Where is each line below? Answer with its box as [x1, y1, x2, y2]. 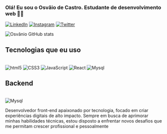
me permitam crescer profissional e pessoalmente [5, 123, 109, 129]
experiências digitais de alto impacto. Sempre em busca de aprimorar [5, 113, 148, 119]
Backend [5, 79, 33, 88]
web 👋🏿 [5, 10, 24, 17]
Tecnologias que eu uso [5, 45, 81, 54]
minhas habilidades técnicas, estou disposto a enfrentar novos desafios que [5, 118, 162, 124]
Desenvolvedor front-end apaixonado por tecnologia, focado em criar [5, 107, 148, 113]
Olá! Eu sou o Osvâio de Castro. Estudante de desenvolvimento [5, 4, 161, 11]
